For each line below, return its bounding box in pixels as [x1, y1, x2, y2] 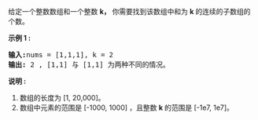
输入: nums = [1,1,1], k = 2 [8, 50, 114, 59]
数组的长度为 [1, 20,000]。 [19, 93, 105, 102]
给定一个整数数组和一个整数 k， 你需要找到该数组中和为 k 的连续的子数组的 [8, 7, 251, 16]
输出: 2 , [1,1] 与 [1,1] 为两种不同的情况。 [8, 60, 171, 69]
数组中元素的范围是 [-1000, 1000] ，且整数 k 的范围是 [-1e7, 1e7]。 [19, 103, 234, 112]
